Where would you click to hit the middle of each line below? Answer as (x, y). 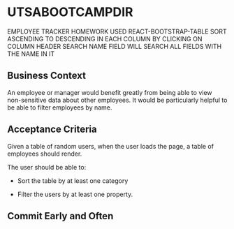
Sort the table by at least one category (73, 180)
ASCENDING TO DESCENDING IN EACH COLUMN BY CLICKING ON (105, 38)
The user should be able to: (47, 167)
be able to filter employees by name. (60, 107)
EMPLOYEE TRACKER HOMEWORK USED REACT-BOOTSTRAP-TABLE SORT (117, 31)
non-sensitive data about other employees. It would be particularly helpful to (117, 100)
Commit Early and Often (60, 216)
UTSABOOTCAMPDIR (70, 12)
